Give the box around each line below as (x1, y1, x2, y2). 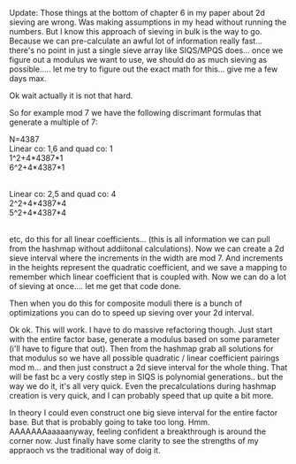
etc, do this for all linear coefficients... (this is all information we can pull (9, 234, 271, 244)
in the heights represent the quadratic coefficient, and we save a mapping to (9, 262, 287, 272)
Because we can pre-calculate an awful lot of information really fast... (9, 35, 263, 46)
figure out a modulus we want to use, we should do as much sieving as (9, 55, 268, 65)
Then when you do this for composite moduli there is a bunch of (9, 298, 243, 308)
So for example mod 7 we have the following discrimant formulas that (9, 108, 262, 118)
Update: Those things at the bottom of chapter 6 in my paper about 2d (9, 8, 265, 18)
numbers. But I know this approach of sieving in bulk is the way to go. (9, 27, 262, 36)
